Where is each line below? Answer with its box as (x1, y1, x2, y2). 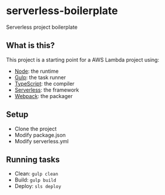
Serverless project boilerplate (6, 23, 78, 31)
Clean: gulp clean (14, 170, 59, 177)
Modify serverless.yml (14, 137, 69, 144)
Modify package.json (14, 131, 66, 139)
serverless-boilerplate (6, 4, 119, 18)
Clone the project (14, 125, 57, 132)
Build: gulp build (14, 176, 57, 183)
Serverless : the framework (14, 86, 79, 93)
